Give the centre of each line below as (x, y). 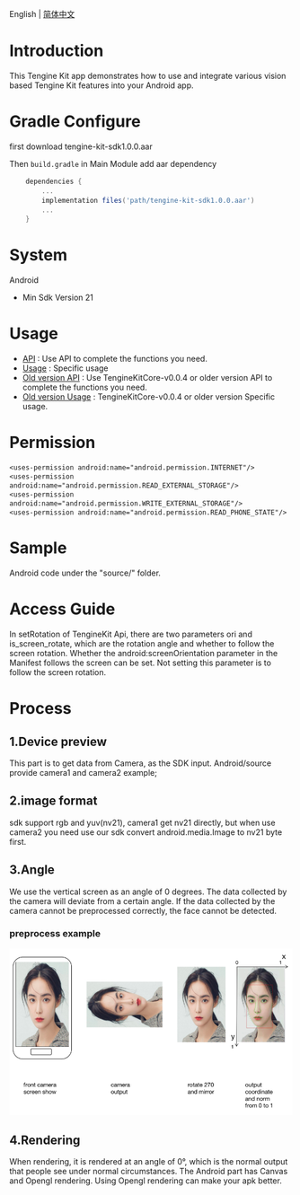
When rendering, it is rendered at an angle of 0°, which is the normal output (149, 1162)
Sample (38, 548)
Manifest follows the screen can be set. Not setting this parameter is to (141, 663)
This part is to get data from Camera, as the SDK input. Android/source (141, 763)
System (39, 255)
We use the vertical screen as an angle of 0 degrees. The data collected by (148, 892)
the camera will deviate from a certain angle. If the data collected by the (142, 901)
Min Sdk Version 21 (58, 298)
